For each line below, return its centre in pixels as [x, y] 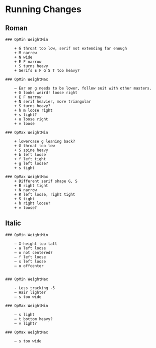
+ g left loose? [31, 163]
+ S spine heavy [31, 150]
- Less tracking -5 [35, 288]
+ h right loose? [32, 203]
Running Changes [43, 9]
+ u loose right [31, 119]
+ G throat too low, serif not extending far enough [71, 49]
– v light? [26, 323]
